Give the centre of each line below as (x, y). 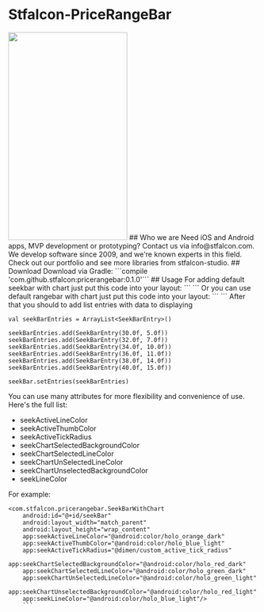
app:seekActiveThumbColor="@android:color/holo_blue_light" (124, 543)
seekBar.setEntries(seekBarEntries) (69, 382)
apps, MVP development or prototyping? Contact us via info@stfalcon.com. (132, 245)
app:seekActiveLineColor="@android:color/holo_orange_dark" (124, 536)
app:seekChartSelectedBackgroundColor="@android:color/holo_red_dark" (127, 564)
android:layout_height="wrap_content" (86, 529)
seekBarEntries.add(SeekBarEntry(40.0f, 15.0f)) (90, 367)
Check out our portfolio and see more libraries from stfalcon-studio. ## (124, 262)
